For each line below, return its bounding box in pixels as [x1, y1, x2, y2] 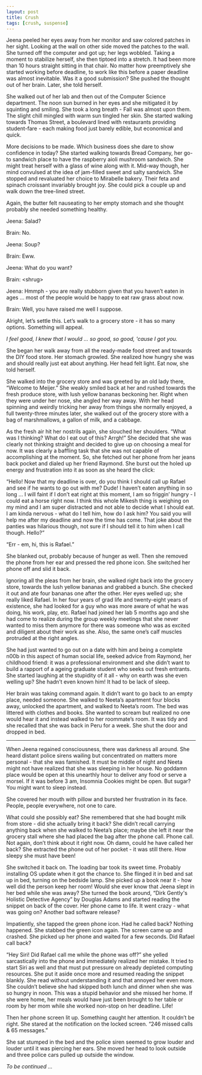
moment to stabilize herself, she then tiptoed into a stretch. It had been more [6, 55, 196, 63]
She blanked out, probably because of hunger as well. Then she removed [6, 552, 188, 560]
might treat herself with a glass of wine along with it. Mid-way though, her [6, 162, 189, 169]
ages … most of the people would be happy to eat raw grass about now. [6, 294, 185, 301]
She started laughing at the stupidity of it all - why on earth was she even [6, 672, 188, 679]
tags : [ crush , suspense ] [6, 20, 69, 26]
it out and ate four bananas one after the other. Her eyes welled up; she [6, 590, 183, 597]
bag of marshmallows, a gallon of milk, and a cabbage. [6, 416, 142, 423]
